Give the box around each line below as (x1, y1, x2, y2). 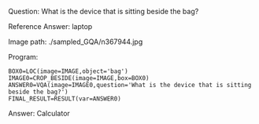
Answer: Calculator (8, 109, 71, 118)
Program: (8, 53, 39, 61)
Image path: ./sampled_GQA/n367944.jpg (8, 37, 143, 46)
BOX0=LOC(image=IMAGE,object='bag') (8, 67, 128, 75)
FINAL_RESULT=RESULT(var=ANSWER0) (8, 95, 122, 103)
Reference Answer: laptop (8, 22, 93, 31)
